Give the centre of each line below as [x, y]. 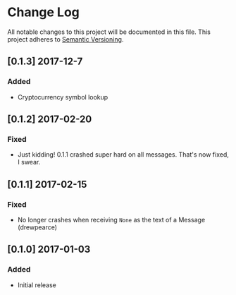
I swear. [29, 162]
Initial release [37, 285]
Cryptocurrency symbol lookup [63, 97]
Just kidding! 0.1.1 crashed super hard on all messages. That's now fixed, [123, 155]
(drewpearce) [37, 227]
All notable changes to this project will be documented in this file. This [109, 32]
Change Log [43, 12]
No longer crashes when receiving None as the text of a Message [111, 220]
